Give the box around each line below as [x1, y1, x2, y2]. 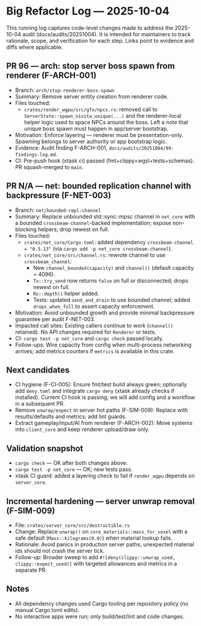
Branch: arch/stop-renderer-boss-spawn [14, 86, 115, 94]
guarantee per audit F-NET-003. [14, 315, 95, 322]
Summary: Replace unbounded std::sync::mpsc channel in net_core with [14, 212, 195, 220]
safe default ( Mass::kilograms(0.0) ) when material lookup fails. [14, 534, 173, 541]
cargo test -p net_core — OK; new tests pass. [14, 466, 133, 473]
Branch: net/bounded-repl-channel [14, 206, 101, 214]
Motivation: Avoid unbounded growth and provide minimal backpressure [14, 309, 195, 316]
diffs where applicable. [6, 43, 63, 51]
